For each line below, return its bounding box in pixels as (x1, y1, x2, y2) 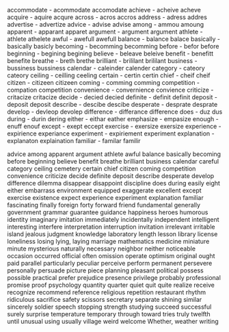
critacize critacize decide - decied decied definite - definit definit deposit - (7, 93, 217, 101)
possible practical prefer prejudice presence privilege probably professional (7, 274, 221, 281)
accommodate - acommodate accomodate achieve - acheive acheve (7, 6, 202, 14)
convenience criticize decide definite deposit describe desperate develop (7, 172, 215, 180)
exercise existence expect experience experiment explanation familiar (7, 194, 204, 201)
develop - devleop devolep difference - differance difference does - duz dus (7, 107, 223, 116)
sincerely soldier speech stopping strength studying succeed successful (7, 303, 212, 311)
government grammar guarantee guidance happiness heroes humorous (7, 208, 208, 216)
